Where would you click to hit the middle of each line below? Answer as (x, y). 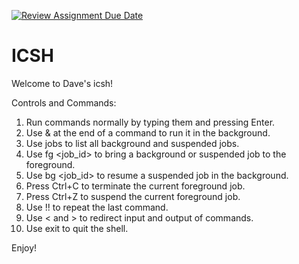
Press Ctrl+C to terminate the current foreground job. (135, 186)
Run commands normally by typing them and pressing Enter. (150, 122)
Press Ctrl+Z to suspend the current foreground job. (133, 196)
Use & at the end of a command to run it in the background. (148, 132)
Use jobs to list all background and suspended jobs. (132, 143)
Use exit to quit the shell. (77, 228)
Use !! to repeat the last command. (97, 207)
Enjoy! (24, 247)
